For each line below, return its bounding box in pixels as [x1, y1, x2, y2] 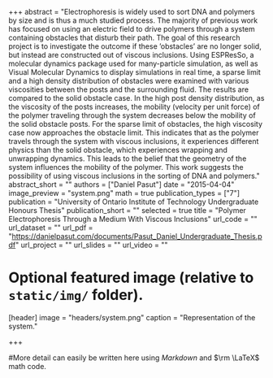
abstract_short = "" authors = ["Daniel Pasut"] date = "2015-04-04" [8, 180, 235, 189]
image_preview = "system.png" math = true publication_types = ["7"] [8, 189, 240, 198]
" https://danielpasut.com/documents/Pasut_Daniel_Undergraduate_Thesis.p [8, 232, 262, 241]
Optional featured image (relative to [8, 268, 254, 287]
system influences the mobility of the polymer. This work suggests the [8, 163, 244, 172]
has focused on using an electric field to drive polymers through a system [8, 24, 256, 33]
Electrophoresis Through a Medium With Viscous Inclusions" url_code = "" [8, 215, 258, 224]
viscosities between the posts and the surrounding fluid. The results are [8, 85, 249, 94]
